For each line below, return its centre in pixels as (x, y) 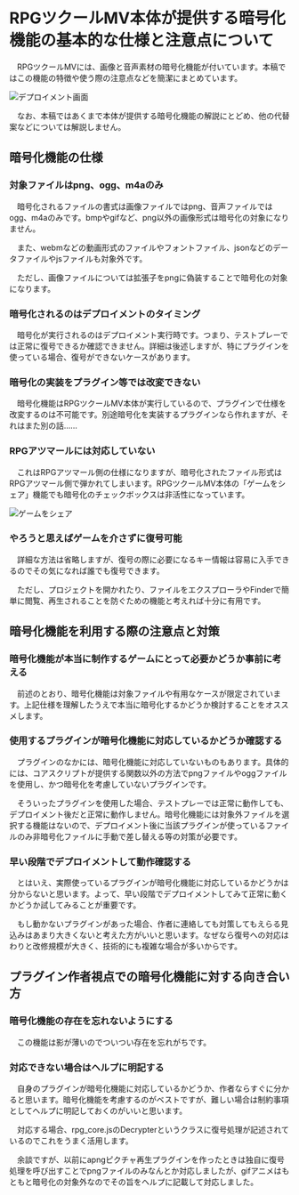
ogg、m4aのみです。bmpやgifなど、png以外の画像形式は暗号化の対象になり (149, 217)
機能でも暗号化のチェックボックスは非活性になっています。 (141, 494)
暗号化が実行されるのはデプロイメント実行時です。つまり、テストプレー (149, 335)
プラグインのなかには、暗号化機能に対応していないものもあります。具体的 (153, 762)
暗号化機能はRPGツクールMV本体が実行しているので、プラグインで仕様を (151, 404)
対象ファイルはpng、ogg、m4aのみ (86, 185)
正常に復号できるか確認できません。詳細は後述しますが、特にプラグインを (153, 346)
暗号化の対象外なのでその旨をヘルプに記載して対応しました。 (145, 1182)
